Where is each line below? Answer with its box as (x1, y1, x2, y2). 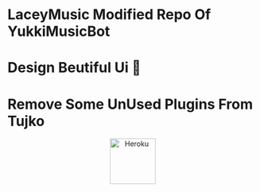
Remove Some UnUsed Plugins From (7, 95, 254, 113)
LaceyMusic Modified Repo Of (7, 6, 211, 24)
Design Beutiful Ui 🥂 (7, 59, 142, 77)
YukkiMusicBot (7, 22, 111, 40)
